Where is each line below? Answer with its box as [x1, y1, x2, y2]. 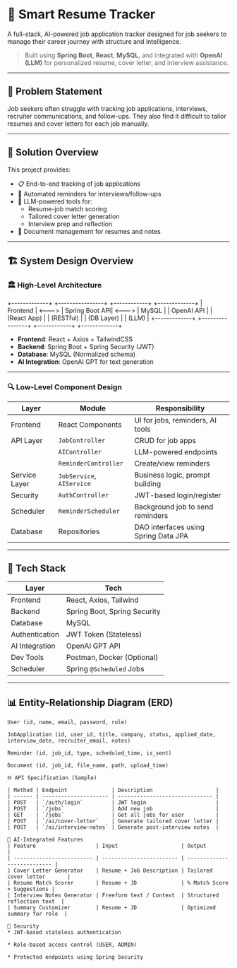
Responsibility [155, 403, 205, 413]
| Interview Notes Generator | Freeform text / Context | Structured [7, 892, 219, 899]
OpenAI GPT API [66, 641, 121, 651]
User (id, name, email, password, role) [7, 719, 128, 726]
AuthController [58, 491, 109, 499]
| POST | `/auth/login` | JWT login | [7, 799, 219, 806]
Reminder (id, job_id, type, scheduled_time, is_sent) [7, 750, 172, 757]
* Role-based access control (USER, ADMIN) [7, 941, 138, 949]
